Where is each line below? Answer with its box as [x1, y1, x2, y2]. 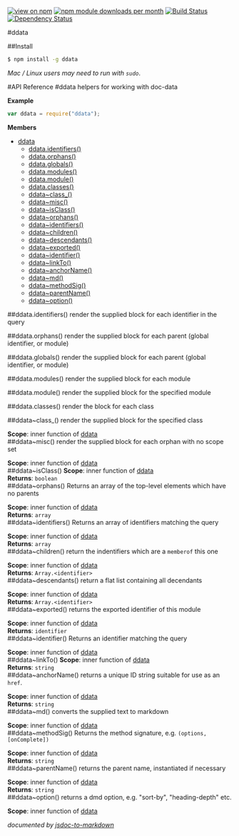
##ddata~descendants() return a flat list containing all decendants [7, 575, 203, 585]
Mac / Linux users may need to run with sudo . [7, 69, 141, 77]
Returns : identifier [7, 626, 68, 635]
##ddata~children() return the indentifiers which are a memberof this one [7, 547, 219, 555]
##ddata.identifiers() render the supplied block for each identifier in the [7, 310, 218, 318]
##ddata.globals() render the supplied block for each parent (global [7, 353, 206, 361]
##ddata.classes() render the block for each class [7, 402, 155, 411]
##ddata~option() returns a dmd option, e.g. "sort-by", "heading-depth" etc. [7, 792, 232, 801]
